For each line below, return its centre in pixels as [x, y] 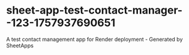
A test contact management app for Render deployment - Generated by [94, 39]
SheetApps [20, 46]
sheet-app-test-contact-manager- [94, 10]
